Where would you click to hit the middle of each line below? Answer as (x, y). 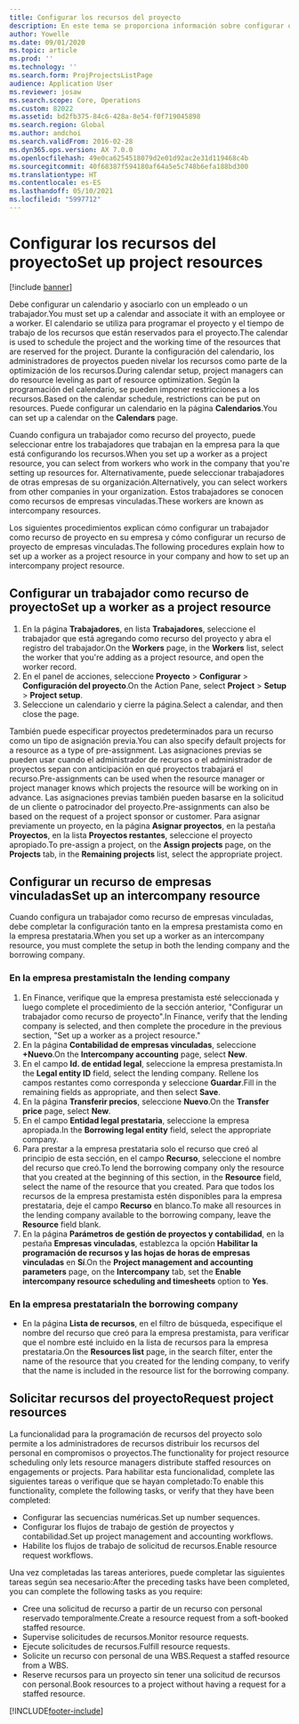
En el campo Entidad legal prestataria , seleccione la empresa (136, 1120)
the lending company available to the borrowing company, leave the (146, 1214)
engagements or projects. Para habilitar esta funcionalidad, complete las (142, 1471)
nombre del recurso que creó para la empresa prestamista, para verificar (155, 1333)
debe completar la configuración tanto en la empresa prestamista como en (146, 927)
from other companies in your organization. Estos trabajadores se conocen (146, 491)
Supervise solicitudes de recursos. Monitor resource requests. (135, 1637)
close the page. (51, 713)
